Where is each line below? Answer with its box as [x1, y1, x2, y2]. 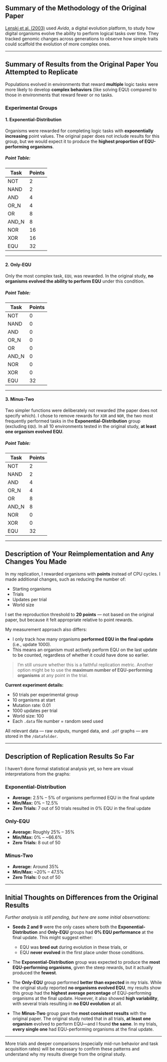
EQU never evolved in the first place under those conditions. [19, 950, 145, 956]
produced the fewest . [12, 970, 57, 976]
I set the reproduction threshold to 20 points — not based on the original [5, 611, 154, 617]
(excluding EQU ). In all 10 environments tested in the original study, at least [5, 423, 157, 429]
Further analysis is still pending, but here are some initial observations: [5, 914, 151, 920]
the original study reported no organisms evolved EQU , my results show [12, 985, 162, 991]
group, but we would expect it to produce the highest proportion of [5, 138, 144, 144]
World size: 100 [12, 712, 44, 718]
